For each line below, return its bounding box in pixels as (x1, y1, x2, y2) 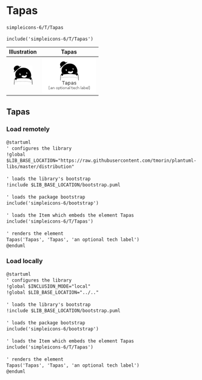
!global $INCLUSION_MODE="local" (6, 283, 91, 289)
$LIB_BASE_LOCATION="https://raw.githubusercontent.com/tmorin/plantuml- (6, 157, 197, 164)
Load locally (6, 257, 43, 265)
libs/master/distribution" (6, 164, 75, 170)
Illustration (8, 48, 38, 55)
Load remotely (6, 125, 50, 133)
